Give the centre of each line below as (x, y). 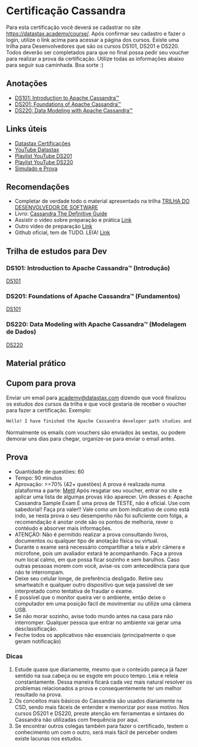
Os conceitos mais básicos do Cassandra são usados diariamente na (98, 701)
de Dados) (21, 332)
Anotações (27, 84)
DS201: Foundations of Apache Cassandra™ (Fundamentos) (93, 296)
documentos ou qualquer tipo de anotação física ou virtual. (87, 541)
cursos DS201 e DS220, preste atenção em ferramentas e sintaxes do (99, 713)
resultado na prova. (38, 694)
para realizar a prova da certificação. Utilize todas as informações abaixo (95, 59)
